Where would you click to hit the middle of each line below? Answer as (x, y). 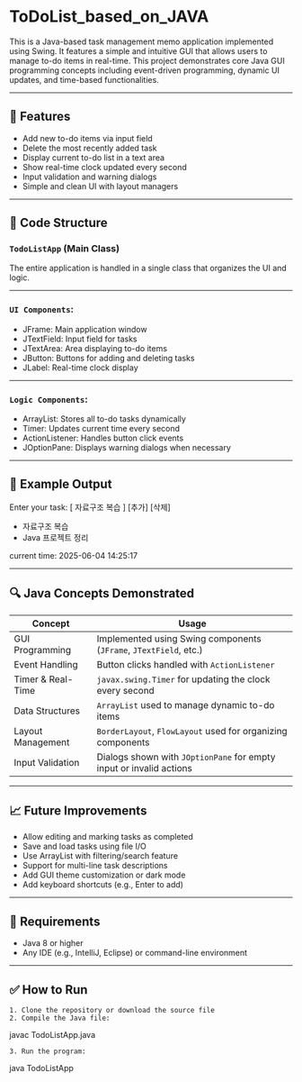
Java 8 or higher (53, 943)
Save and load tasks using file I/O (84, 846)
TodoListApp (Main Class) (64, 249)
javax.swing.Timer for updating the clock (183, 679)
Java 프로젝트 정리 (55, 537)
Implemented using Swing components (179, 639)
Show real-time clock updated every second (104, 167)
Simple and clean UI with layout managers (100, 186)
